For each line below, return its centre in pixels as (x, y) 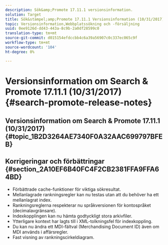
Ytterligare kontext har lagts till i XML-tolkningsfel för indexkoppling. (82, 221)
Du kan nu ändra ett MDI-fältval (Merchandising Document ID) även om (86, 226)
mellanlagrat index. (32, 200)
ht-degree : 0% (20, 52)
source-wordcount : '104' (31, 47)
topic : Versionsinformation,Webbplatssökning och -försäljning (72, 24)
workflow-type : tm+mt (28, 43)
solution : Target (23, 15)
